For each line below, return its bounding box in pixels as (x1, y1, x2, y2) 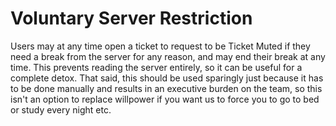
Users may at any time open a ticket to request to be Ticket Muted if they (10, 40, 311, 52)
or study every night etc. (10, 103, 112, 116)
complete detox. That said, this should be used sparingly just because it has (10, 72, 324, 84)
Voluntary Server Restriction (10, 7, 253, 30)
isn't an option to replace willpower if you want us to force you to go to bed (10, 93, 320, 105)
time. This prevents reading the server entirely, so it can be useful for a (10, 61, 303, 73)
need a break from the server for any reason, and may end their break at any (10, 50, 326, 62)
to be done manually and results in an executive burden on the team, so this (10, 82, 323, 94)
